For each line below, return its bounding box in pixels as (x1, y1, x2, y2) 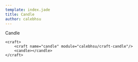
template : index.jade (5, 7, 50, 12)
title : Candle (5, 12, 35, 17)
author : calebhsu (5, 16, 41, 21)
